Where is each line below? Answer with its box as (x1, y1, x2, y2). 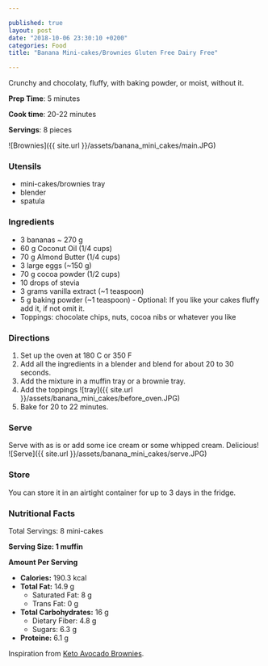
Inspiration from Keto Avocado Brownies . (8, 648, 144, 658)
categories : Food (8, 41, 67, 49)
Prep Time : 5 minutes (8, 94, 81, 103)
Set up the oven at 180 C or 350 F (19, 350, 132, 360)
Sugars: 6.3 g (31, 624, 77, 634)
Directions (8, 332, 50, 343)
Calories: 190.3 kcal (19, 572, 87, 582)
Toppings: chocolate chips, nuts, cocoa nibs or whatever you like (19, 312, 237, 321)
